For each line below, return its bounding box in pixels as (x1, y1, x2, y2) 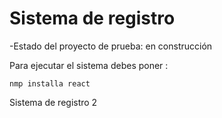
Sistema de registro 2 (9, 96, 98, 108)
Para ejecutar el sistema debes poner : (9, 59, 169, 71)
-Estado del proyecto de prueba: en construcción (9, 40, 213, 52)
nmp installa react (9, 78, 91, 89)
